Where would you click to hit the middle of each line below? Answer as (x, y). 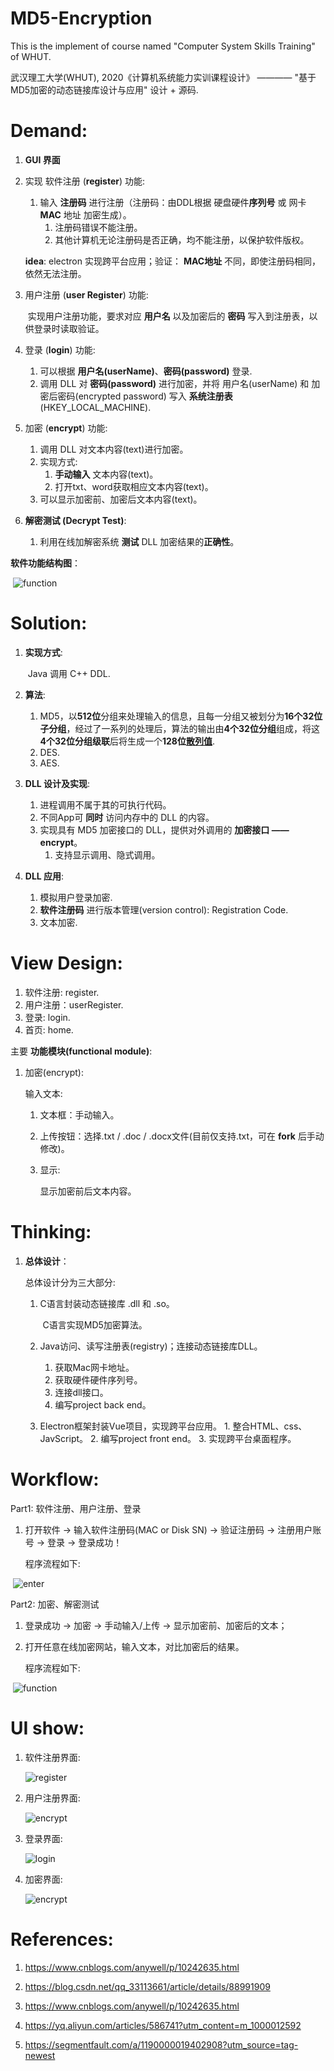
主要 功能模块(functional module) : (81, 1051)
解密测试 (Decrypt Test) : (75, 520)
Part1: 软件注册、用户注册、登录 (76, 1508)
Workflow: (55, 1479)
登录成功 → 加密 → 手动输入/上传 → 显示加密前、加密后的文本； (156, 1625)
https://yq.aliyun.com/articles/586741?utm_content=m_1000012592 (163, 2025)
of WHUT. (31, 56)
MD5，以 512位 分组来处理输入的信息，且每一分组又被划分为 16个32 (177, 716)
